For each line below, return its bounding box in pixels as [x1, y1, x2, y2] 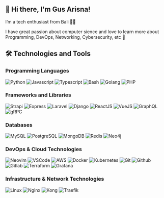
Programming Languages [5, 67, 70, 75]
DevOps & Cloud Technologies [5, 146, 83, 153]
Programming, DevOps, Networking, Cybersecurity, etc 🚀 [5, 34, 126, 40]
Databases [5, 121, 33, 128]
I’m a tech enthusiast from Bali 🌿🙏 [5, 18, 76, 24]
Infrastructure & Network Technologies [5, 176, 104, 183]
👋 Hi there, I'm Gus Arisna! [5, 5, 91, 14]
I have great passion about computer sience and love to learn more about [5, 29, 159, 35]
